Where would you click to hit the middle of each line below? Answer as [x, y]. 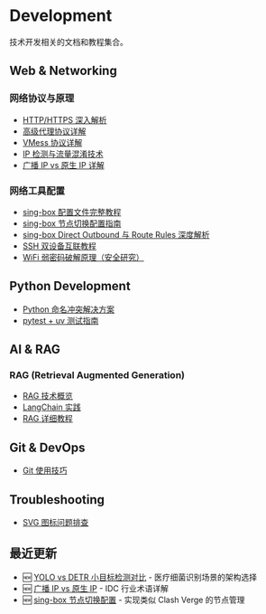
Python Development [70, 286]
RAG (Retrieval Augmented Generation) [97, 375]
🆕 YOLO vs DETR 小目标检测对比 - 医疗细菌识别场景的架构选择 [140, 577]
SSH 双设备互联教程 [60, 246]
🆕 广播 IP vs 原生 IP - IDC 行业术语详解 [95, 588]
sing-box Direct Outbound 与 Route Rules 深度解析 [116, 234]
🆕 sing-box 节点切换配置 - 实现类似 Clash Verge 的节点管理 [133, 600]
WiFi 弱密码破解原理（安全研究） [83, 257]
